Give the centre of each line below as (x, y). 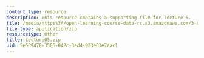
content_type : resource (36, 12)
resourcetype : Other (32, 34)
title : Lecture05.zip (34, 40)
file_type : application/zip (42, 29)
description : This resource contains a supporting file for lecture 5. (99, 18)
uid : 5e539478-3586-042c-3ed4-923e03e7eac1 (62, 46)
